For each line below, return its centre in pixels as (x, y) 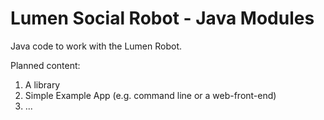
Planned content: (45, 65)
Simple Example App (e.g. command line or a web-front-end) (150, 95)
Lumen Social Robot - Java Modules (162, 18)
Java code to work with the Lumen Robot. (96, 46)
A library (42, 84)
